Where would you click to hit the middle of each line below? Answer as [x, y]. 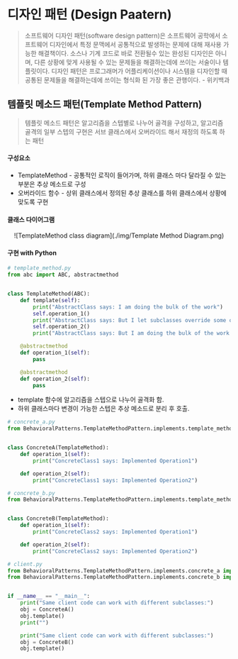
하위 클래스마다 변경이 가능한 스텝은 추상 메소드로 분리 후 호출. [103, 409]
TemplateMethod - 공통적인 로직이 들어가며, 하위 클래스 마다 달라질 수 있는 [122, 175]
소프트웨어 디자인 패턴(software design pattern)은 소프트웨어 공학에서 [123, 35]
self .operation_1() [62, 314]
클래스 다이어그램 [31, 219]
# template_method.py [39, 268]
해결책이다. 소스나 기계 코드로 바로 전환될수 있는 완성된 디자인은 [126, 53]
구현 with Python [32, 253]
